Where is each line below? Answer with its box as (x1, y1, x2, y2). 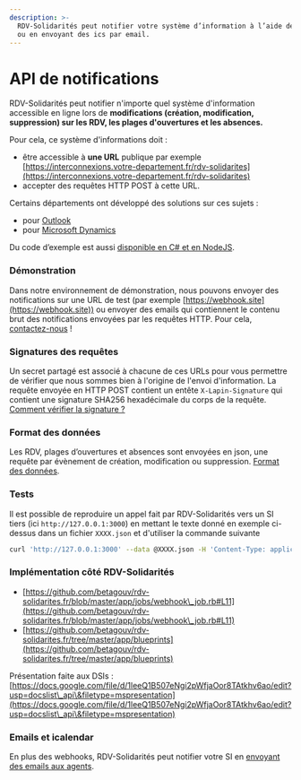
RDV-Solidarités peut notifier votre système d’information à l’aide (17, 22, 282, 30)
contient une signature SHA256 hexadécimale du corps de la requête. (9, 394, 267, 404)
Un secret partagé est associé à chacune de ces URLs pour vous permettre (9, 365, 288, 377)
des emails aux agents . (9, 760, 94, 771)
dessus (9, 527, 37, 538)
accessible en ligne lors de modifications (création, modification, (9, 108, 254, 118)
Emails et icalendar (9, 731, 94, 743)
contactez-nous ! (9, 323, 73, 334)
